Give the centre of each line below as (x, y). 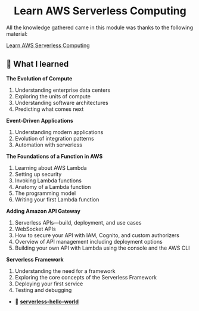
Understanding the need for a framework (65, 271)
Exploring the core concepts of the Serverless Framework (86, 277)
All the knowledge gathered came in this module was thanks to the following (100, 27)
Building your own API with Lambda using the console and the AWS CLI (102, 248)
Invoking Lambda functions (48, 181)
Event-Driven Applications (40, 120)
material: (17, 33)
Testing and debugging (43, 290)
